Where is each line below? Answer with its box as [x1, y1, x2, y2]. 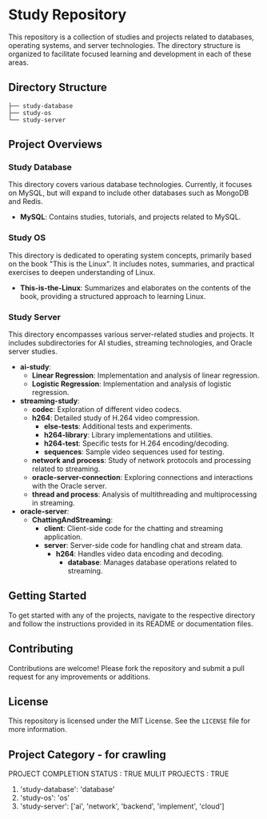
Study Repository [8, 6, 127, 24]
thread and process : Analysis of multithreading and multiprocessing [31, 489, 257, 499]
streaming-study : [19, 396, 80, 406]
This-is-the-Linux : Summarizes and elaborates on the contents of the [19, 282, 252, 293]
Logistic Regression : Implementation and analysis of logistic [31, 379, 232, 389]
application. [43, 532, 82, 541]
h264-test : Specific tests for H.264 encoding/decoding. [43, 438, 229, 449]
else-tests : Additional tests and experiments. [43, 421, 193, 431]
